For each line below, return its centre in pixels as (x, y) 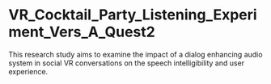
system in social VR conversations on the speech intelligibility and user (127, 63)
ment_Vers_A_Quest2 (82, 32)
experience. (28, 71)
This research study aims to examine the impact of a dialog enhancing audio (135, 54)
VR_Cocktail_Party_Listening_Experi (133, 15)
